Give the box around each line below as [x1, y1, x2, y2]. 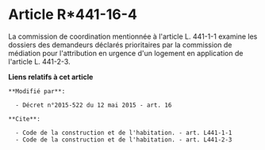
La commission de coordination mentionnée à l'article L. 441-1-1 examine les [8, 32, 258, 41]
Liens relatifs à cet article [8, 72, 94, 81]
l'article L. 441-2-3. [8, 57, 71, 66]
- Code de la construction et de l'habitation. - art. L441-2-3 [15, 136, 232, 144]
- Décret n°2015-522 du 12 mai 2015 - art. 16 [15, 101, 172, 109]
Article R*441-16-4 [8, 6, 137, 24]
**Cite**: [8, 114, 41, 123]
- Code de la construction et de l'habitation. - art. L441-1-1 [15, 129, 232, 137]
